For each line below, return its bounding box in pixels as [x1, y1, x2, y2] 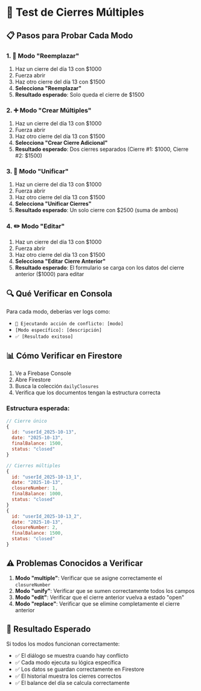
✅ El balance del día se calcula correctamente [14, 679, 130, 686]
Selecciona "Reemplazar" [14, 84, 81, 91]
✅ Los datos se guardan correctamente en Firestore [14, 666, 145, 673]
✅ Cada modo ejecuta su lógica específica [14, 658, 121, 666]
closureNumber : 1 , [11, 485, 59, 491]
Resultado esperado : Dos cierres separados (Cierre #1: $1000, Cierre [14, 145, 189, 153]
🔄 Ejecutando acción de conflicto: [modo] [14, 320, 124, 326]
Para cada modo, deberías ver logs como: [6, 308, 110, 315]
